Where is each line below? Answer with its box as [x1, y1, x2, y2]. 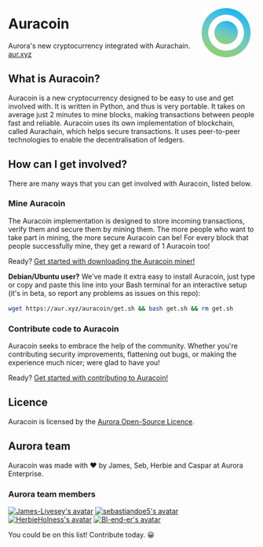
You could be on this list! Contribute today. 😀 [8, 530, 155, 539]
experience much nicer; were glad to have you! [8, 358, 161, 368]
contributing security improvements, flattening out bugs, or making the [8, 349, 237, 359]
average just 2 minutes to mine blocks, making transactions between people [8, 109, 255, 119]
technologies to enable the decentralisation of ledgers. [8, 135, 185, 144]
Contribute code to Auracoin [8, 323, 119, 334]
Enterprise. [8, 468, 44, 479]
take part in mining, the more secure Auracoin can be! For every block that [8, 232, 249, 242]
